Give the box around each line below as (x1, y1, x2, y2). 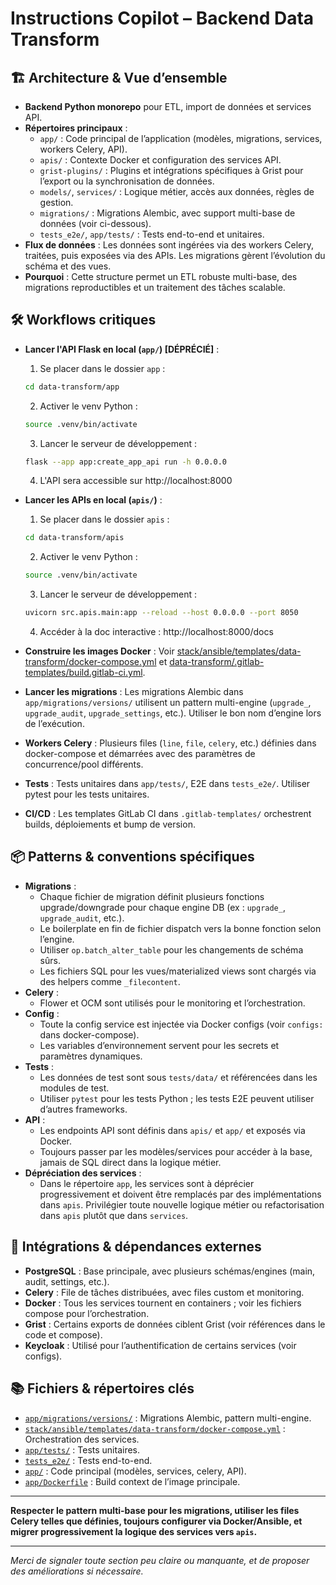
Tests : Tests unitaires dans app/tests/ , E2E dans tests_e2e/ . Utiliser (24, 778, 311, 790)
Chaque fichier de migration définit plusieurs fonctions (39, 890, 265, 902)
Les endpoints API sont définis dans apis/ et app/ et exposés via (39, 1124, 306, 1136)
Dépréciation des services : (24, 1167, 142, 1179)
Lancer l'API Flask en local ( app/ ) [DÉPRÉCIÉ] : (24, 343, 220, 355)
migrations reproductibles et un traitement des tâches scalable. (24, 282, 286, 293)
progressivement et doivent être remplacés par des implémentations (39, 1188, 322, 1200)
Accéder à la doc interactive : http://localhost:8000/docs (39, 626, 274, 638)
